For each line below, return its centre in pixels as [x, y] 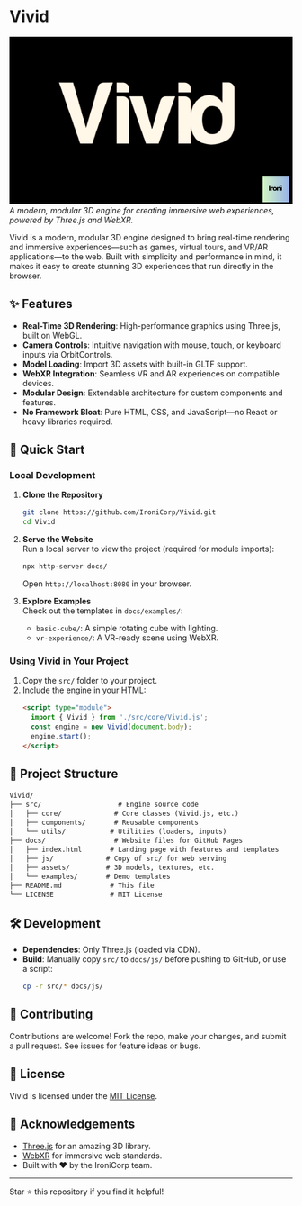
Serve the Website [58, 540]
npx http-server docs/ [65, 567]
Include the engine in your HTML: [84, 690]
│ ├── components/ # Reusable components [104, 823]
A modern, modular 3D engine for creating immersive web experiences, [142, 210]
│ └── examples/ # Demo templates [90, 877]
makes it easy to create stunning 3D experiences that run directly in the [142, 266]
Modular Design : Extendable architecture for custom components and [152, 393]
